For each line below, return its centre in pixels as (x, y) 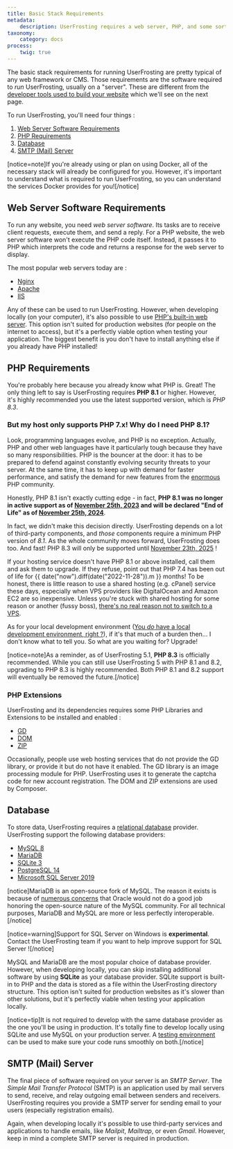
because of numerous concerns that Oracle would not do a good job (105, 898)
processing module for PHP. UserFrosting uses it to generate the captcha (112, 774)
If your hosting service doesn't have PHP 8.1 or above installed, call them (111, 561)
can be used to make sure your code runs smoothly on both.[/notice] (106, 1041)
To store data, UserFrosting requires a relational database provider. (103, 827)
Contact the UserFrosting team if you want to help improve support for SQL (114, 941)
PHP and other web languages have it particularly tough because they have (115, 447)
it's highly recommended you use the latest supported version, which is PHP (116, 399)
